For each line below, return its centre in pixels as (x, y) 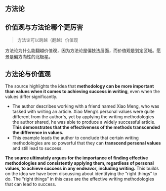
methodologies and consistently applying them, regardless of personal (80, 163)
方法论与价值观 (28, 74)
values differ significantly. (31, 97)
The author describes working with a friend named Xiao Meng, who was (86, 106)
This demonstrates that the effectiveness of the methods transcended (86, 127)
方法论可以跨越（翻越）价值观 (47, 40)
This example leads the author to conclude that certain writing (76, 138)
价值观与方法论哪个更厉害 (44, 27)
